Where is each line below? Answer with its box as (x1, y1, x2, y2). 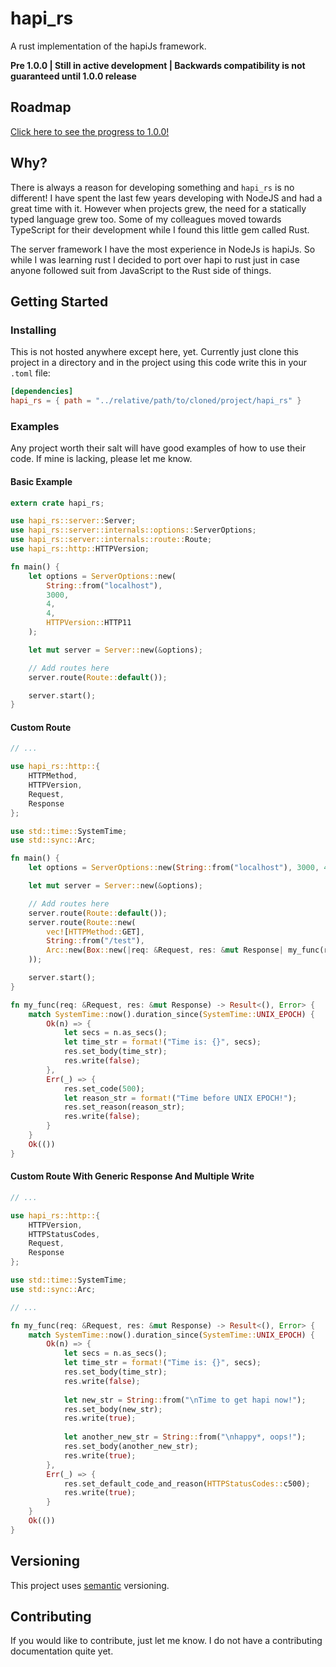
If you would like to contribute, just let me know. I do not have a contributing (10, 1635, 323, 1647)
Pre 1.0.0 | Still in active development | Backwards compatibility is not (10, 59, 306, 71)
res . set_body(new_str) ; (63, 1404, 163, 1414)
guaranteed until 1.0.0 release (10, 70, 137, 82)
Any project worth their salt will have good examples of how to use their (10, 442, 307, 454)
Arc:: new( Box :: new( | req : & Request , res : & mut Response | (46, 945, 284, 956)
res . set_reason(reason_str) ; (63, 1102, 186, 1112)
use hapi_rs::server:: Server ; (10, 516, 137, 526)
